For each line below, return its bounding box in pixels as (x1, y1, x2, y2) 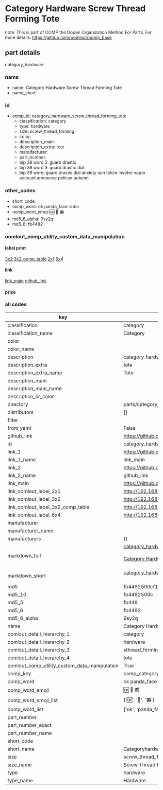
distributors (7, 409, 34, 416)
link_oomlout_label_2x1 (7, 488, 61, 494)
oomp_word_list (7, 706, 44, 713)
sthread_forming (123, 646, 161, 653)
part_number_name (7, 730, 52, 737)
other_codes (5, 187, 35, 194)
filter (7, 417, 18, 423)
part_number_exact (7, 721, 52, 728)
